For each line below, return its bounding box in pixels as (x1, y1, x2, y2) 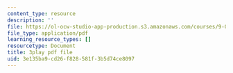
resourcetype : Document (7, 42, 76, 49)
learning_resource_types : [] (7, 36, 92, 43)
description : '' (7, 17, 54, 24)
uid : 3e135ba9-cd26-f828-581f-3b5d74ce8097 (7, 56, 135, 63)
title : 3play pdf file (7, 49, 73, 56)
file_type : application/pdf (7, 29, 89, 37)
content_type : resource (7, 10, 76, 17)
